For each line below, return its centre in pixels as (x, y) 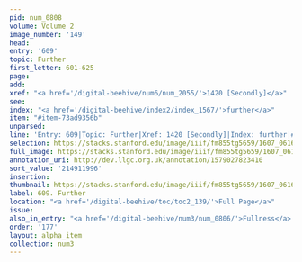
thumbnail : (30, 185)
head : (19, 43)
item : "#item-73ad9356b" (56, 118)
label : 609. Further (48, 194)
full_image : (31, 151)
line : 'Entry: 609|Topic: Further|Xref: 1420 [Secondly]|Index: (132, 135)
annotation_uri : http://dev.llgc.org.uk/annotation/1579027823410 (136, 160)
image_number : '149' (48, 34)
